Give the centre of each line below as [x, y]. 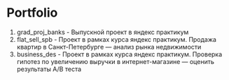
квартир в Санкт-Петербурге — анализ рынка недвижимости [109, 47]
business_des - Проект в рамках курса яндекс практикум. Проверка [119, 54]
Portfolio [32, 13]
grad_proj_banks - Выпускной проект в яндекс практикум [103, 32]
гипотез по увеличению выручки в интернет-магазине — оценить [115, 61]
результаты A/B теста [49, 69]
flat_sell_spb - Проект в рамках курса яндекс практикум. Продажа [116, 39]
